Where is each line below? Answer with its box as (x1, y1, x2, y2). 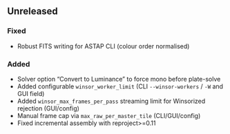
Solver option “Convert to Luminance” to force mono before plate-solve (17, 75, 221, 83)
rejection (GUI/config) (17, 104, 79, 113)
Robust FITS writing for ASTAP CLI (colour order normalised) (17, 41, 190, 50)
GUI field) (17, 89, 45, 97)
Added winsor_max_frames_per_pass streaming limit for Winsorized (17, 97, 206, 105)
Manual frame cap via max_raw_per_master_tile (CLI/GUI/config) (17, 111, 201, 119)
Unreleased (7, 6, 59, 17)
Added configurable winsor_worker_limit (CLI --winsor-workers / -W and (17, 82, 223, 90)
